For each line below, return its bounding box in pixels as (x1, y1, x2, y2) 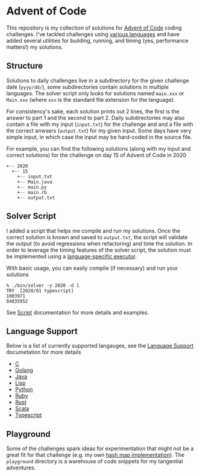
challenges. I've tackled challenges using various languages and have (6, 30, 180, 37)
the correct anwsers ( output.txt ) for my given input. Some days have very (6, 127, 192, 134)
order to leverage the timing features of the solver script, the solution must (6, 246, 192, 254)
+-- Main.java (17, 179, 52, 185)
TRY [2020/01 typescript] (6, 287, 74, 293)
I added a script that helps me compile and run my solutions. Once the (6, 227, 181, 234)
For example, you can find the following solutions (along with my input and (6, 145, 191, 152)
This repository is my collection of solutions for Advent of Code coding (6, 24, 182, 31)
